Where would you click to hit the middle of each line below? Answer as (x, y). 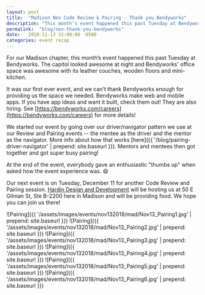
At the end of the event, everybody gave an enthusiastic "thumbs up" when (101, 165)
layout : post (23, 12)
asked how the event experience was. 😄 (57, 171)
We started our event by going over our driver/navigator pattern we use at (99, 127)
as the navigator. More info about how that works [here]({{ (80, 140)
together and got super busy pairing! (52, 153)
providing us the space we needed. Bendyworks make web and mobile (95, 96)
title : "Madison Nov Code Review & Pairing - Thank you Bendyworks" (97, 18)
